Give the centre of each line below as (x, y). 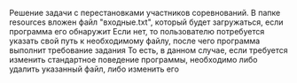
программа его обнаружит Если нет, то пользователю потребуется (137, 31)
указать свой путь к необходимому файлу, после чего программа (135, 41)
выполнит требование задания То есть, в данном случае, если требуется (148, 50)
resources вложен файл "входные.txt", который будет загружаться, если (146, 22)
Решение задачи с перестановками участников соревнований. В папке (145, 13)
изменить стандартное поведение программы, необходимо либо (133, 60)
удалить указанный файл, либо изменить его (94, 69)
